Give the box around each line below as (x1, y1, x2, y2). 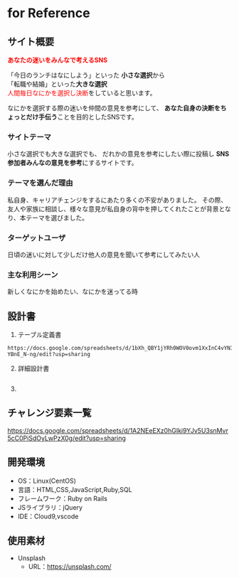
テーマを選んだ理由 (7, 178, 73, 188)
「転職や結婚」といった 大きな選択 (7, 80, 107, 88)
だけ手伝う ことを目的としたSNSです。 (26, 113, 139, 121)
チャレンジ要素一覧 (7, 407, 92, 419)
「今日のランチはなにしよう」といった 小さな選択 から (7, 71, 165, 79)
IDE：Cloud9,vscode (17, 512, 79, 520)
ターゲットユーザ (7, 232, 66, 242)
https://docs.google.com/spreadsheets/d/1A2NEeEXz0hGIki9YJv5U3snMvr (7, 426, 229, 434)
